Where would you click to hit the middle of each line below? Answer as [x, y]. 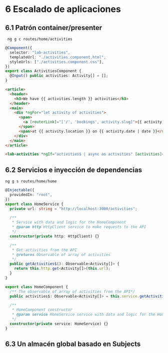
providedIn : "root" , [31, 194]
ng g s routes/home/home [31, 181]
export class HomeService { [34, 204]
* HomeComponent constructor [42, 310]
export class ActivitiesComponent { [43, 71]
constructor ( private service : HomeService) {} [59, 323]
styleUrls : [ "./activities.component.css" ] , [57, 62]
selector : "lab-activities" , [40, 52]
